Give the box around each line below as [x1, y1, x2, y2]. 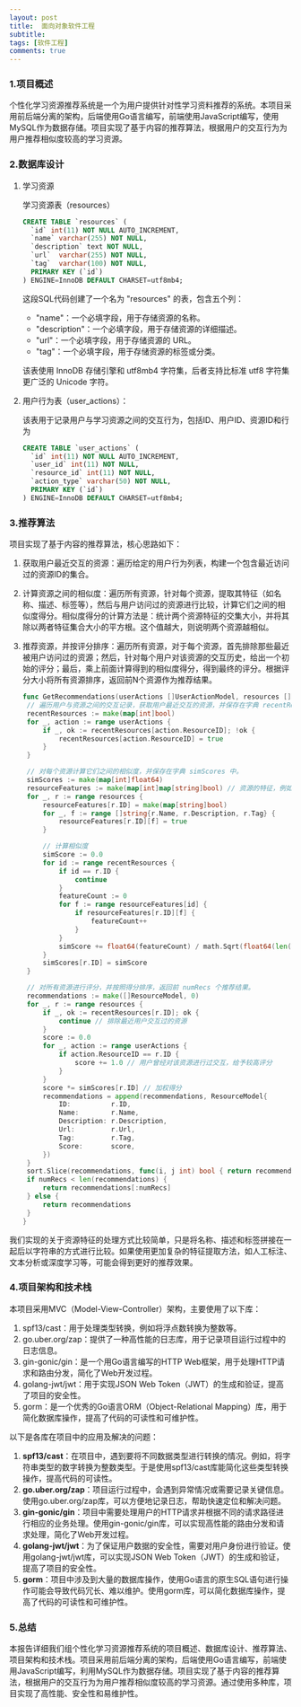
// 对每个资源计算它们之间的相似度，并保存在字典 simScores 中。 [26, 767, 244, 777]
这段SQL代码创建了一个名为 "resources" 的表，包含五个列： [21, 293, 245, 304]
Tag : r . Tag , [58, 1133, 136, 1142]
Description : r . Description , [58, 1117, 168, 1126]
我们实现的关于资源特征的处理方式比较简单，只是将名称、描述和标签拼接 [9, 1234, 276, 1245]
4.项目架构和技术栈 [9, 1281, 92, 1294]
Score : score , [58, 1141, 136, 1150]
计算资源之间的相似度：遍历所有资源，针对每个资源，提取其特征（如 [21, 588, 274, 599]
